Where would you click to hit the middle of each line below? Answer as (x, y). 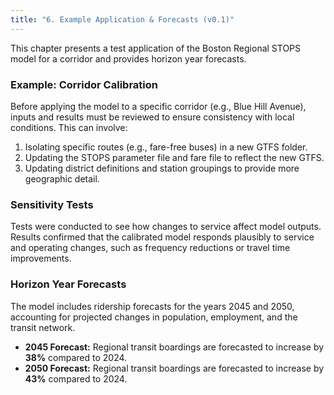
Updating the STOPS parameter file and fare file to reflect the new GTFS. (174, 157)
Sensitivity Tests (52, 204)
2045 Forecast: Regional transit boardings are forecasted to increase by (174, 347)
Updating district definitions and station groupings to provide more (162, 168)
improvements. (41, 258)
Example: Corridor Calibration (84, 84)
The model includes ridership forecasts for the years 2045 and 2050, (152, 306)
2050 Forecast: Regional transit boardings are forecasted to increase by (174, 368)
